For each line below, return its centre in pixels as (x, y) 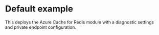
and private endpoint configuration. (41, 27)
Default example (39, 9)
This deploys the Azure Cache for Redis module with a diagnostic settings (79, 22)
